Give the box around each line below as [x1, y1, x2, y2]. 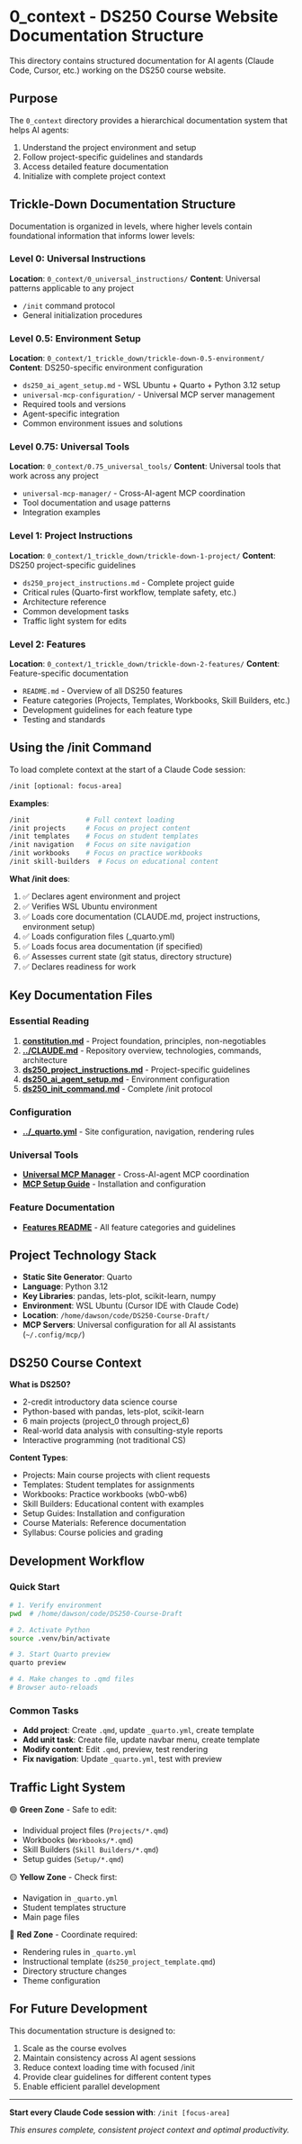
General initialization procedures [22, 309, 143, 321]
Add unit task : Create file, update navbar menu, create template [22, 1734, 261, 1745]
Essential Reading [9, 1015, 90, 1028]
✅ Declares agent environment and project [22, 890, 182, 902]
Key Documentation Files [9, 988, 153, 1004]
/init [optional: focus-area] [9, 781, 123, 790]
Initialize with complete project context [22, 170, 166, 181]
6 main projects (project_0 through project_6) [22, 1416, 191, 1427]
